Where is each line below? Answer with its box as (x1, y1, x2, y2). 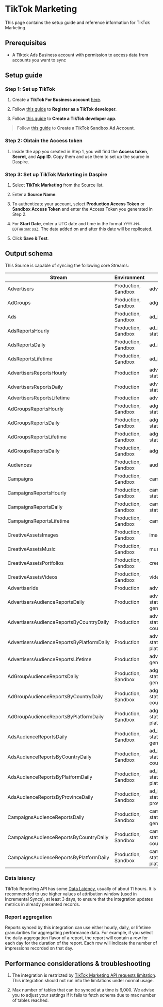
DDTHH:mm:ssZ (12, 227, 39, 232)
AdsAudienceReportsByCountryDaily (7, 753, 92, 760)
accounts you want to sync (12, 57, 66, 63)
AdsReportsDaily (7, 341, 46, 348)
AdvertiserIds (7, 584, 38, 591)
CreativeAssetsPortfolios (7, 559, 64, 566)
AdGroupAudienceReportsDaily (7, 673, 79, 680)
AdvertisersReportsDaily (7, 383, 63, 390)
